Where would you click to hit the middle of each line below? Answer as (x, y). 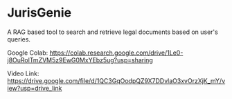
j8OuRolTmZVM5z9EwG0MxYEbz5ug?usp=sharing (80, 60)
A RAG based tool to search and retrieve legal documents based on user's (113, 32)
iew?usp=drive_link (35, 88)
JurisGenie (39, 13)
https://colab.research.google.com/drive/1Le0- (116, 53)
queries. (19, 39)
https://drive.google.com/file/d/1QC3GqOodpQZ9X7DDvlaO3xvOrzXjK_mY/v (116, 80)
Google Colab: (28, 53)
